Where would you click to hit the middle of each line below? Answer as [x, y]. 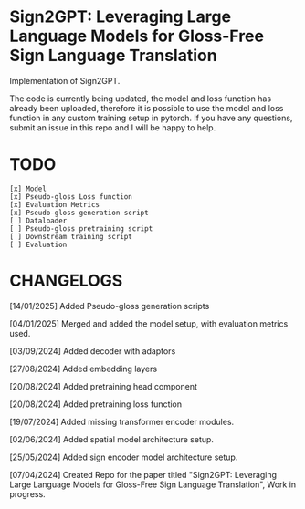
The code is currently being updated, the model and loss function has [141, 99]
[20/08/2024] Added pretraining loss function [96, 404]
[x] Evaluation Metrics [55, 204]
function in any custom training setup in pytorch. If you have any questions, [151, 118]
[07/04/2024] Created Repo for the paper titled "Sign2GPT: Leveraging [143, 474]
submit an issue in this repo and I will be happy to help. [113, 127]
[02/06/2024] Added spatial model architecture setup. [112, 439]
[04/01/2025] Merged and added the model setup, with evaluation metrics [149, 323]
